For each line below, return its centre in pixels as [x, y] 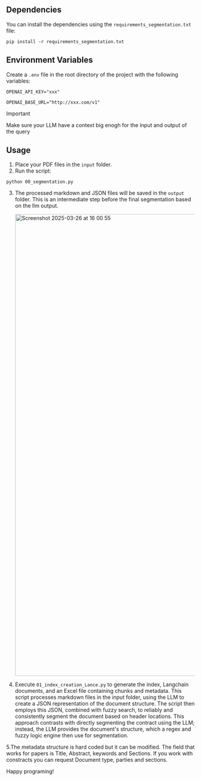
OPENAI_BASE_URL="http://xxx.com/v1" [53, 102]
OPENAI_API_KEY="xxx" [33, 92]
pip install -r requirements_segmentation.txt [65, 41]
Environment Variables [50, 60]
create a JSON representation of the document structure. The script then [105, 704]
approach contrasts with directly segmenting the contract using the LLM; [105, 723]
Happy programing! [30, 771]
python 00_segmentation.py [40, 182]
